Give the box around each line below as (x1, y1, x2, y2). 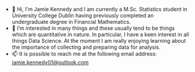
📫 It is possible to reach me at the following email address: (11, 51, 157, 57)
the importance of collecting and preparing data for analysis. (11, 43, 161, 51)
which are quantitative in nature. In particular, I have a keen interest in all (11, 31, 189, 38)
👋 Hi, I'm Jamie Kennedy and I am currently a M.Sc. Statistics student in (11, 6, 188, 12)
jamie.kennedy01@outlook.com (11, 59, 89, 65)
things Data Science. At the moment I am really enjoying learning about (11, 37, 186, 44)
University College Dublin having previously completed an (11, 12, 154, 19)
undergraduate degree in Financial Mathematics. (11, 18, 131, 25)
